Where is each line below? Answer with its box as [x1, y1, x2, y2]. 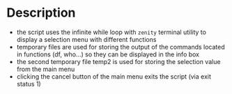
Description [6, 5, 76, 21]
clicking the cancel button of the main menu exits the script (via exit [16, 72, 212, 81]
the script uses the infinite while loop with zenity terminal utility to [16, 28, 207, 36]
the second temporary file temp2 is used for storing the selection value [16, 57, 221, 65]
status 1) [16, 79, 41, 88]
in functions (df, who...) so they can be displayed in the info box [16, 50, 200, 58]
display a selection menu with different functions [16, 35, 157, 43]
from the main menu [16, 65, 75, 73]
